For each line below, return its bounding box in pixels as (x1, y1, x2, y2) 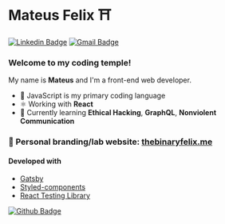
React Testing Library (19, 191, 90, 201)
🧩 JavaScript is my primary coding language (19, 91, 166, 101)
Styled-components (19, 182, 86, 192)
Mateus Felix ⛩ (8, 6, 112, 25)
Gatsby (19, 174, 44, 183)
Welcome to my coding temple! (8, 57, 132, 68)
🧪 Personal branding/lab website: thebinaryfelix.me (8, 136, 213, 147)
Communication (19, 116, 75, 126)
